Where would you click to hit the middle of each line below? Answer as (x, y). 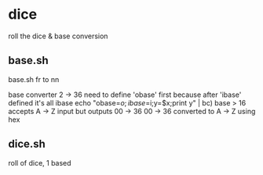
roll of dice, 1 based (40, 162)
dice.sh (27, 144)
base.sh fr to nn (34, 79)
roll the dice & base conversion (58, 36)
